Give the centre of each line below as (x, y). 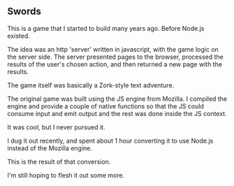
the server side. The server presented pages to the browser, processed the (115, 57)
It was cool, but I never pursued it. (56, 127)
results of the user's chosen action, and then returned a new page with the (115, 64)
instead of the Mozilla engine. (50, 148)
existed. (19, 36)
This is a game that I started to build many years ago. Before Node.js (106, 28)
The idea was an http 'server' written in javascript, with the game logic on (113, 49)
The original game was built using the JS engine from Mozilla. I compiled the (117, 99)
